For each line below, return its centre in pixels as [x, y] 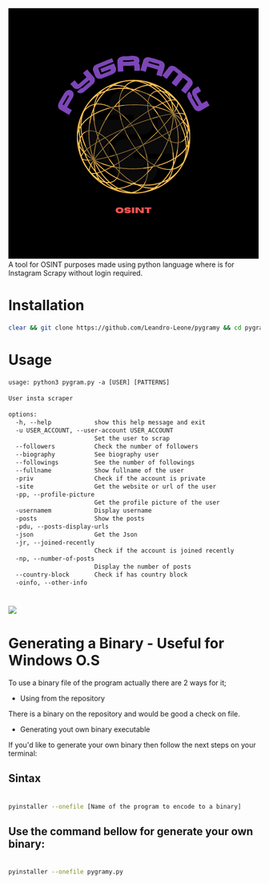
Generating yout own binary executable [85, 729]
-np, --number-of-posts [55, 559]
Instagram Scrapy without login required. [76, 273]
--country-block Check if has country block [102, 575]
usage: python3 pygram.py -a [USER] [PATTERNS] [89, 382]
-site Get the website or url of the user [116, 486]
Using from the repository [62, 698]
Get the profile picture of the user [157, 503]
